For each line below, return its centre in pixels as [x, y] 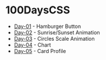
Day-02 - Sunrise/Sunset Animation [57, 32]
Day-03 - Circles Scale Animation [54, 38]
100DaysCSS [38, 10]
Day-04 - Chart [32, 45]
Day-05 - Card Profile [40, 51]
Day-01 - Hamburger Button [47, 26]
